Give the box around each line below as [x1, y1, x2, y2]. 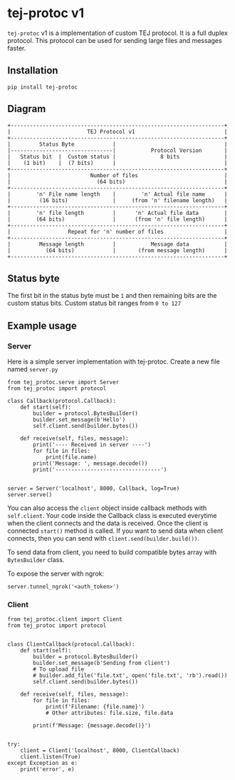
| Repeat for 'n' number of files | [7, 228, 228, 235]
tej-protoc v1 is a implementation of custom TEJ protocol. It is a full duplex [7, 29, 228, 37]
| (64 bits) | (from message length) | [7, 246, 228, 254]
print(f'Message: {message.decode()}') [33, 722, 152, 729]
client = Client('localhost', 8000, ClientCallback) [20, 747, 180, 754]
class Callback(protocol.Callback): [7, 398, 116, 405]
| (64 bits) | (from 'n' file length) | [7, 216, 228, 223]
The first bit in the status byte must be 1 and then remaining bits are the [7, 291, 217, 300]
